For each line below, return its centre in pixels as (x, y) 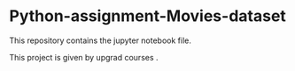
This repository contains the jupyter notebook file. (101, 40)
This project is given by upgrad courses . (84, 57)
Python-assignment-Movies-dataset (147, 16)
